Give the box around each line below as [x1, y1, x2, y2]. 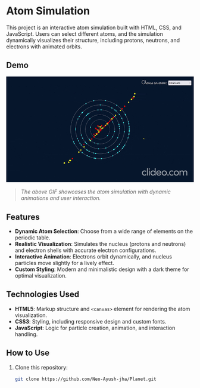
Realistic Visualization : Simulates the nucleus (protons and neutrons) [14, 241, 186, 248]
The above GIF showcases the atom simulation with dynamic [20, 188, 171, 195]
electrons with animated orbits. [6, 43, 82, 50]
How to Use [6, 348, 50, 358]
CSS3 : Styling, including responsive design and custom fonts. [14, 318, 167, 325]
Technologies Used [6, 290, 79, 300]
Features [6, 212, 40, 222]
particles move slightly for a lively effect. [14, 260, 114, 267]
